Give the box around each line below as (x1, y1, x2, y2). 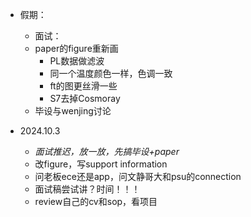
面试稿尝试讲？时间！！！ (34, 183, 141, 195)
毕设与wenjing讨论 (34, 105, 112, 117)
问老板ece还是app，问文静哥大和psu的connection (34, 171, 242, 182)
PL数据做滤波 (49, 55, 105, 67)
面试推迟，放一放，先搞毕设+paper (34, 146, 180, 157)
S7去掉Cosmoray (49, 93, 121, 104)
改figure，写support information (34, 158, 168, 170)
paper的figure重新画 (34, 43, 119, 54)
